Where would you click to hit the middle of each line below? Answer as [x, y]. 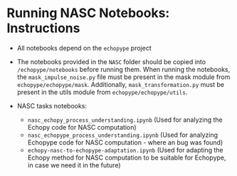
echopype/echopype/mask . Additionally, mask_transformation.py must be [121, 84]
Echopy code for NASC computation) [82, 127]
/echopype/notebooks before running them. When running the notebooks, [123, 69]
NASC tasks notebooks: [52, 105]
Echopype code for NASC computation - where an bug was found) [125, 142]
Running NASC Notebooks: [88, 13]
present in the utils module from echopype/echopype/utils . [102, 92]
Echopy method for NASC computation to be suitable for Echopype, [127, 157]
